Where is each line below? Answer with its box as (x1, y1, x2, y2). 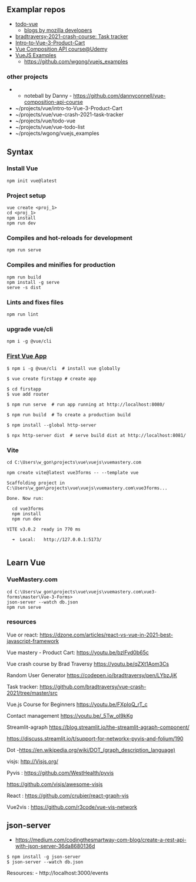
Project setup (6, 191, 46, 200)
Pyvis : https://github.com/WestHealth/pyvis (6, 769, 114, 776)
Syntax (6, 147, 34, 157)
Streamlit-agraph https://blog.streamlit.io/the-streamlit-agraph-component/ (6, 724, 190, 731)
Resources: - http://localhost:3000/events (6, 869, 108, 876)
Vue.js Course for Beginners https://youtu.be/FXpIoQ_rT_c (6, 701, 148, 708)
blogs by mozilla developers (24, 26, 92, 34)
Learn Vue (6, 558, 46, 568)
